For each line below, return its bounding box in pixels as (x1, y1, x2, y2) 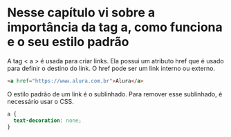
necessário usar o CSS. (7, 97, 74, 105)
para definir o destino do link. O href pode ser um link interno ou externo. (7, 64, 216, 72)
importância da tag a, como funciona (7, 19, 223, 35)
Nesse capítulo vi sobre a (7, 5, 156, 21)
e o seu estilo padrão (7, 34, 129, 50)
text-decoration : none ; (13, 117, 82, 124)
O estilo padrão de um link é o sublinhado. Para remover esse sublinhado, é (7, 89, 223, 98)
